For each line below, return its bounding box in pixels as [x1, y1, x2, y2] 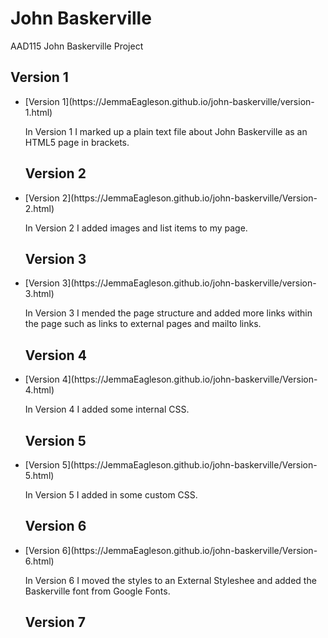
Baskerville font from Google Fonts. [24, 585, 171, 597]
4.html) [24, 384, 55, 396]
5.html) [24, 470, 55, 481]
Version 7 [24, 614, 86, 631]
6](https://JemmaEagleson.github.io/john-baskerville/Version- [61, 544, 318, 556]
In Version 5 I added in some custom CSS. [24, 489, 198, 501]
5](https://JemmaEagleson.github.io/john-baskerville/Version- [61, 459, 318, 471]
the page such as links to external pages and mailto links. [24, 318, 262, 330]
